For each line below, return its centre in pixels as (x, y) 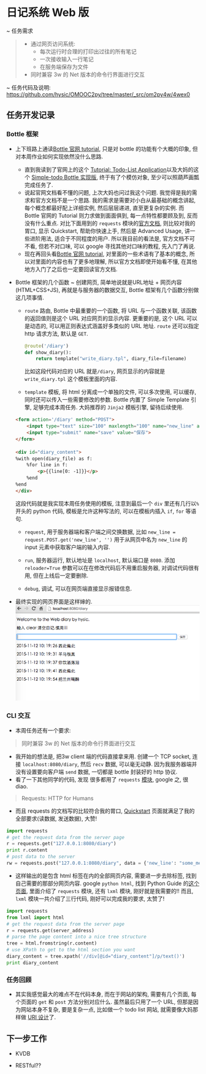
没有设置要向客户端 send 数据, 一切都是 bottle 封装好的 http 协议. (96, 772)
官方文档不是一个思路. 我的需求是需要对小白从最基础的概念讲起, (116, 200)
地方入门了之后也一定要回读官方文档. (71, 269)
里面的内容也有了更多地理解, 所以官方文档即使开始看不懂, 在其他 (116, 261)
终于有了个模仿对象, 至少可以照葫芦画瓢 (149, 177)
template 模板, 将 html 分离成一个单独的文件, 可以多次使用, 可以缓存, (110, 392)
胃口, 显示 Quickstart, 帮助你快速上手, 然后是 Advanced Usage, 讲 (107, 231)
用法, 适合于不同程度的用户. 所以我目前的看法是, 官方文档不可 (118, 238)
